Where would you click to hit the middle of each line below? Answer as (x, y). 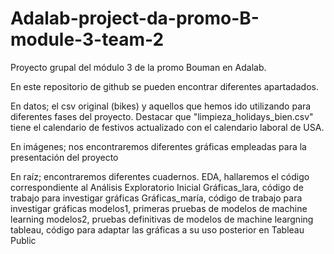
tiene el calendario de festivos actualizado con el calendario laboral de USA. (167, 127)
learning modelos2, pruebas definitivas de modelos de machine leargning (162, 219)
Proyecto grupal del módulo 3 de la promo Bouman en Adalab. (138, 67)
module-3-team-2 (87, 39)
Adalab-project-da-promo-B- (135, 18)
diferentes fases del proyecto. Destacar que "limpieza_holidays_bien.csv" (162, 116)
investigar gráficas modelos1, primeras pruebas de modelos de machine (159, 208)
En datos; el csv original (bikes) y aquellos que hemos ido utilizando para (161, 106)
